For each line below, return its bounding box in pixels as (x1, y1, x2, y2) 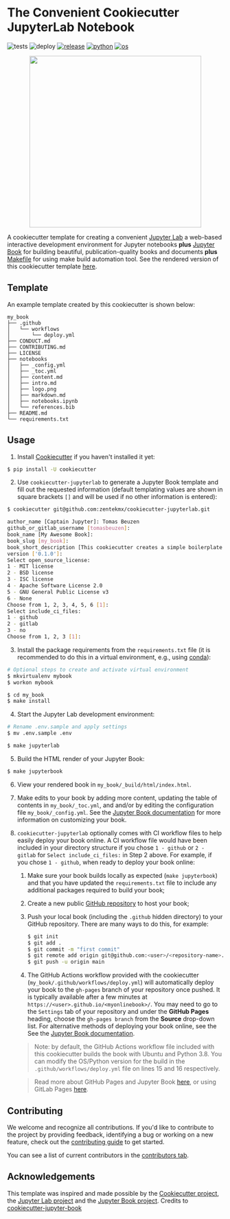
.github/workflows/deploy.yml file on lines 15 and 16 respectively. (34, 1065, 220, 1073)
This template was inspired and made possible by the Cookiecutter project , (7, 1189, 220, 1197)
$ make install (7, 698, 51, 705)
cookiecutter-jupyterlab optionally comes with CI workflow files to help (16, 828, 222, 837)
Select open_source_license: (7, 557, 91, 564)
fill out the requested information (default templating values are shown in (16, 485, 223, 494)
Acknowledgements (7, 1171, 95, 1183)
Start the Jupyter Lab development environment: (16, 710, 155, 719)
